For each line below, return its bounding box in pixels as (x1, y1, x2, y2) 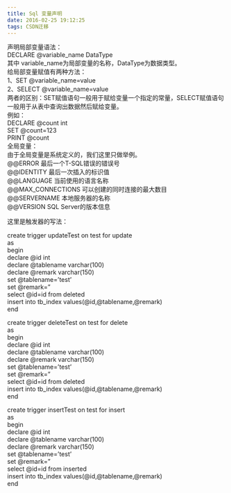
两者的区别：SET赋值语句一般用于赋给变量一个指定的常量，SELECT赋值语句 (7, 94, 224, 102)
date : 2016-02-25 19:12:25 (7, 17, 85, 24)
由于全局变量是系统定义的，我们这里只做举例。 (7, 151, 141, 159)
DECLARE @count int (7, 119, 68, 127)
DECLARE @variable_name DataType (7, 51, 113, 59)
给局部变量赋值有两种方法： (7, 67, 87, 76)
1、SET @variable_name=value (7, 76, 96, 85)
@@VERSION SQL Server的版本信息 (7, 203, 111, 211)
